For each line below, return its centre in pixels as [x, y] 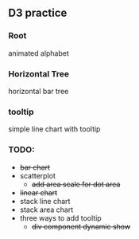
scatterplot [37, 175]
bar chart [35, 167]
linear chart [39, 192]
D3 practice [38, 13]
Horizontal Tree [39, 73]
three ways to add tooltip [60, 217]
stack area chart [46, 210]
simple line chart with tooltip [54, 129]
